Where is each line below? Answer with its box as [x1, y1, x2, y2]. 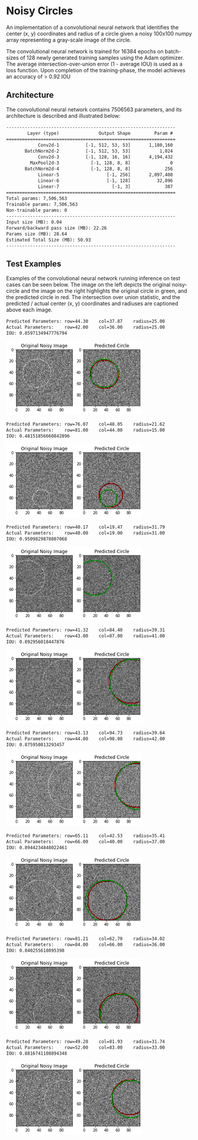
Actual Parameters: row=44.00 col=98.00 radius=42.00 [6, 736, 165, 741]
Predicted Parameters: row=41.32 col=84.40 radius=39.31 [6, 627, 165, 633]
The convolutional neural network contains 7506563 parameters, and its [6, 105, 182, 113]
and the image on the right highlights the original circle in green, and [20, 287, 187, 294]
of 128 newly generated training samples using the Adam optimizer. [20, 54, 184, 61]
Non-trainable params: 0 [6, 207, 67, 213]
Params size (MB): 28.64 [6, 231, 67, 237]
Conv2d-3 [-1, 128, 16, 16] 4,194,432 [37, 154, 173, 160]
